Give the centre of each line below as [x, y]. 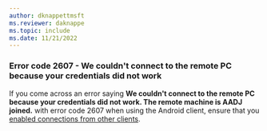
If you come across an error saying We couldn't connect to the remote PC [132, 93]
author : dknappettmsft [47, 16]
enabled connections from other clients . [75, 119]
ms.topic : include [40, 30]
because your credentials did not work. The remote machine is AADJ [126, 101]
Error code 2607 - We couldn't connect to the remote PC [121, 66]
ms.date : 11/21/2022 [44, 38]
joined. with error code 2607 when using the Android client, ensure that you [134, 110]
